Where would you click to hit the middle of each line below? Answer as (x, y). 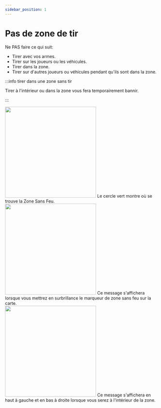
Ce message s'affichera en (124, 395)
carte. (11, 303)
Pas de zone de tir (42, 33)
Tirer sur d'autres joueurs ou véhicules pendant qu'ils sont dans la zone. (84, 72)
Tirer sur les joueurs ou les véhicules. (49, 62)
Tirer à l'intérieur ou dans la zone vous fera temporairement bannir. (72, 91)
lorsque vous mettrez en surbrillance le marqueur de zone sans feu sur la (78, 298)
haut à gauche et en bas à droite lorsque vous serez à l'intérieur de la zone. (80, 400)
